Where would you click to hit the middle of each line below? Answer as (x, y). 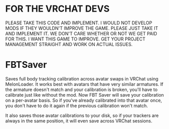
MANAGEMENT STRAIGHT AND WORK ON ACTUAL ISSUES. (69, 44)
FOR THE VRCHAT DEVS (58, 9)
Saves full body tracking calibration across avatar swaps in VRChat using (82, 78)
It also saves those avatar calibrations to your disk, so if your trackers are (82, 115)
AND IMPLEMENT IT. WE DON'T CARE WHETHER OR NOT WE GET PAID (81, 33)
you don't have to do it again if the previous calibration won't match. (77, 105)
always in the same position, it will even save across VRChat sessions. (79, 121)
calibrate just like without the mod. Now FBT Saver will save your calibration (85, 95)
